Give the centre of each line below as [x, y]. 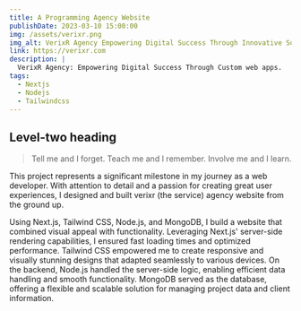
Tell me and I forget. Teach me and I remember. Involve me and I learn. [161, 159]
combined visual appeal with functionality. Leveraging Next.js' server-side [146, 232]
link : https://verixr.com [57, 51]
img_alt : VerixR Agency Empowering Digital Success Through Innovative [146, 43]
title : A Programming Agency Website [80, 17]
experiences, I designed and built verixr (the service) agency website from [147, 195]
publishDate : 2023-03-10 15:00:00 [74, 26]
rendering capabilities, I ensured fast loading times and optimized [130, 241]
